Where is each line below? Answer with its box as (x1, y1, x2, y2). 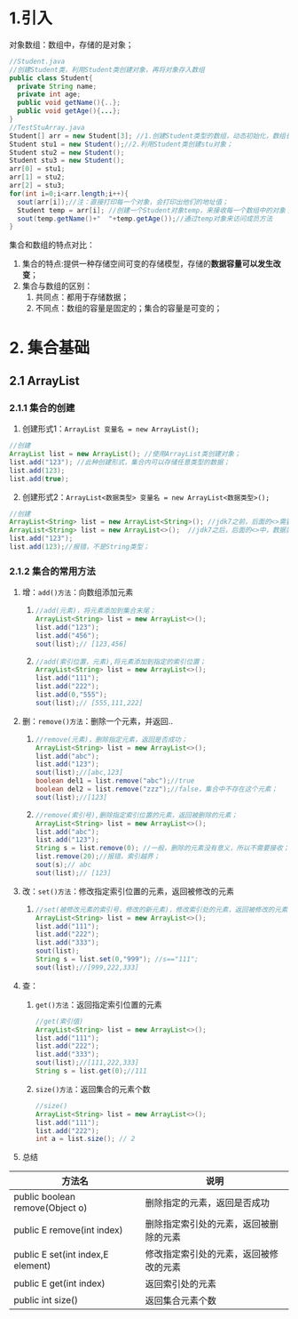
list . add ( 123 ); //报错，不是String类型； (9, 543, 150, 551)
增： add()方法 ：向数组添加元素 (21, 587, 134, 598)
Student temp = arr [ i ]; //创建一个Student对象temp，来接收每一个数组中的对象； (17, 205, 293, 214)
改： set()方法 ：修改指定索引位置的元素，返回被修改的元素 (21, 886, 235, 897)
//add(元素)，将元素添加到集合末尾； (35, 607, 157, 615)
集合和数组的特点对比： (9, 239, 95, 250)
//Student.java (9, 57, 66, 66)
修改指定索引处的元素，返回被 (145, 1248, 271, 1260)
